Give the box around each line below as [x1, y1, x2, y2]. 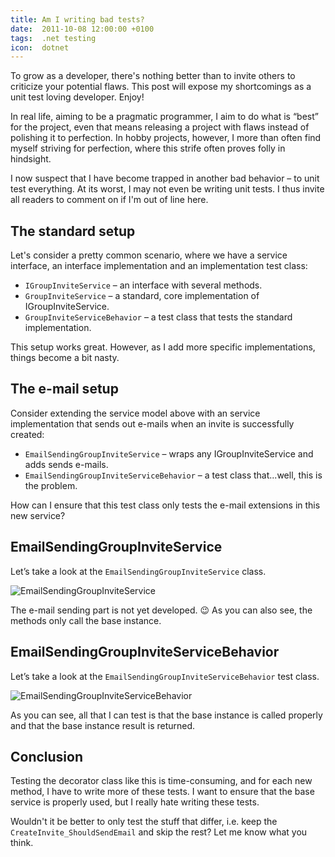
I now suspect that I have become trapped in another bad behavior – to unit [10, 172, 320, 185]
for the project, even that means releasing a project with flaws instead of [10, 121, 310, 133]
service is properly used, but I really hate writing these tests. [10, 796, 260, 808]
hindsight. [10, 153, 52, 165]
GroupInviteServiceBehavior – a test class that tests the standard [24, 311, 293, 323]
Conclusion [10, 748, 84, 765]
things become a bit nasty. [10, 352, 120, 364]
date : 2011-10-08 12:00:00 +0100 [10, 24, 155, 34]
